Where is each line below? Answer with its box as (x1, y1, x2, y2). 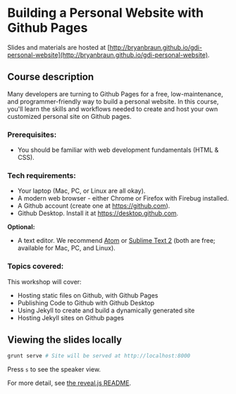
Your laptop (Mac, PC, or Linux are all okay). (17, 186, 146, 195)
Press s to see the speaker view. (7, 365, 101, 374)
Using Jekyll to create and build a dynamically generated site (17, 306, 195, 314)
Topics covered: (7, 262, 64, 272)
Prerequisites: (7, 129, 57, 139)
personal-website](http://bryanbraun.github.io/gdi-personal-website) (7, 51, 209, 59)
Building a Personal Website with (7, 5, 204, 21)
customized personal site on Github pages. (7, 112, 132, 120)
